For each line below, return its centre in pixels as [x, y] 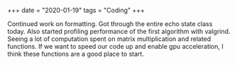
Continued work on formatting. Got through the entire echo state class [110, 24]
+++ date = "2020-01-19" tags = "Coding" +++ [76, 10]
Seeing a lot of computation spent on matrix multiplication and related [109, 39]
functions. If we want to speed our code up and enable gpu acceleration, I [115, 46]
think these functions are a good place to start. [76, 54]
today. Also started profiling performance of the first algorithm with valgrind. [119, 31]
